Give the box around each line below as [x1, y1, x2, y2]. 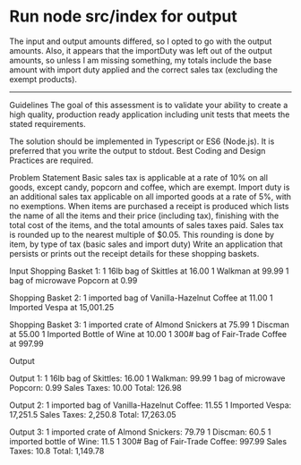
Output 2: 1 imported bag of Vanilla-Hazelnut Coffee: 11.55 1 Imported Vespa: [9, 400, 292, 410]
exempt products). [9, 73, 78, 84]
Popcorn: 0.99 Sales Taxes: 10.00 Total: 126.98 [9, 382, 182, 393]
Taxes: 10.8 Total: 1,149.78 [9, 445, 105, 456]
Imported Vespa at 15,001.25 [9, 301, 115, 312]
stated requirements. [9, 118, 87, 129]
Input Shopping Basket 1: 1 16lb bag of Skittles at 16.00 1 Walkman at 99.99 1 [9, 266, 289, 276]
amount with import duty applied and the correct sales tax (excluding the [9, 64, 278, 75]
